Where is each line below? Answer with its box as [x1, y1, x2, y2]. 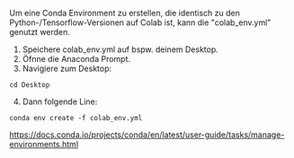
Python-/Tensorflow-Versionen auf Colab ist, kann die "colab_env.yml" [9, 17, 272, 28]
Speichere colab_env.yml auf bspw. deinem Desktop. [22, 44, 218, 55]
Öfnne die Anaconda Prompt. [22, 54, 131, 64]
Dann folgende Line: [22, 96, 98, 107]
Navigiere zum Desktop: [22, 63, 112, 74]
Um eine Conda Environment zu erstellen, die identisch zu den [9, 8, 241, 18]
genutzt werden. [9, 27, 70, 37]
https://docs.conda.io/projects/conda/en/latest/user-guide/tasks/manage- [9, 129, 285, 140]
